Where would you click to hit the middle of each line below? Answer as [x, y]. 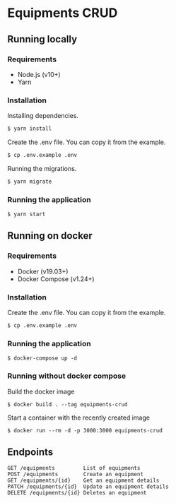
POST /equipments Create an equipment [75, 475]
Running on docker [50, 236]
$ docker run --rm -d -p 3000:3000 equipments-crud [85, 430]
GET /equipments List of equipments [74, 468]
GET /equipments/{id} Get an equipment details [83, 481]
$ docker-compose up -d [42, 358]
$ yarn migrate [30, 182]
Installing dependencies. [43, 116]
